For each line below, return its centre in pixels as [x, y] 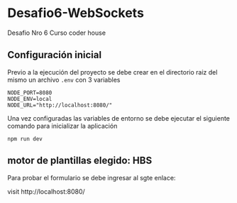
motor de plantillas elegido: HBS [80, 161]
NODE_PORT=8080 [30, 93]
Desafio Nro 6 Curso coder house [57, 33]
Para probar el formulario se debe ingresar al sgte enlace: [92, 177]
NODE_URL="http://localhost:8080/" [60, 105]
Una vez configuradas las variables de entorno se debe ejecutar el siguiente [119, 118]
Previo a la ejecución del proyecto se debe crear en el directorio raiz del [112, 72]
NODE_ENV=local [30, 99]
